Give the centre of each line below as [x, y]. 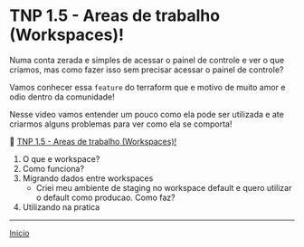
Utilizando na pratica [61, 207]
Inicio [19, 233]
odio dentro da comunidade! [62, 97]
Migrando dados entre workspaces [88, 178]
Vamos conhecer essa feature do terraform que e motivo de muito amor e [147, 87]
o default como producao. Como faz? [106, 197]
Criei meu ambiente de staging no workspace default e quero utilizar [164, 187]
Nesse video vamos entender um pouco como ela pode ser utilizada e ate [147, 114]
